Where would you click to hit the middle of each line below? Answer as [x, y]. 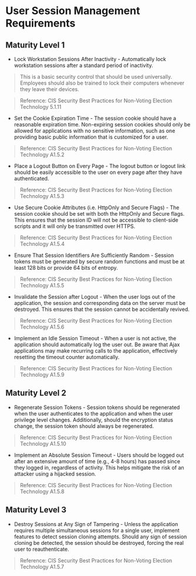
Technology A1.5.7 [42, 567]
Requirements [40, 23]
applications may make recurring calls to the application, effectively [96, 351]
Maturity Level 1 [35, 45]
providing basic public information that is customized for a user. [91, 137]
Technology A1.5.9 [42, 375]
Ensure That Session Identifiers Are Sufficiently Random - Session [94, 255]
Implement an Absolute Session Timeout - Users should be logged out [99, 455]
